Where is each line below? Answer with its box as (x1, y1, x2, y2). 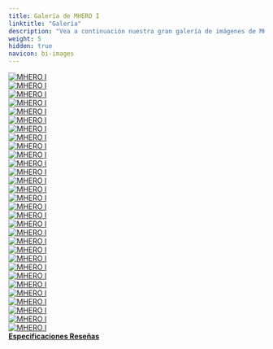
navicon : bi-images (8, 50, 75, 58)
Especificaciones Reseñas (8, 331, 100, 341)
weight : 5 (8, 34, 42, 43)
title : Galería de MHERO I (8, 11, 100, 20)
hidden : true (8, 42, 53, 50)
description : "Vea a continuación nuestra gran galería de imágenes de (8, 27, 256, 35)
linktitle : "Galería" (8, 20, 82, 28)
